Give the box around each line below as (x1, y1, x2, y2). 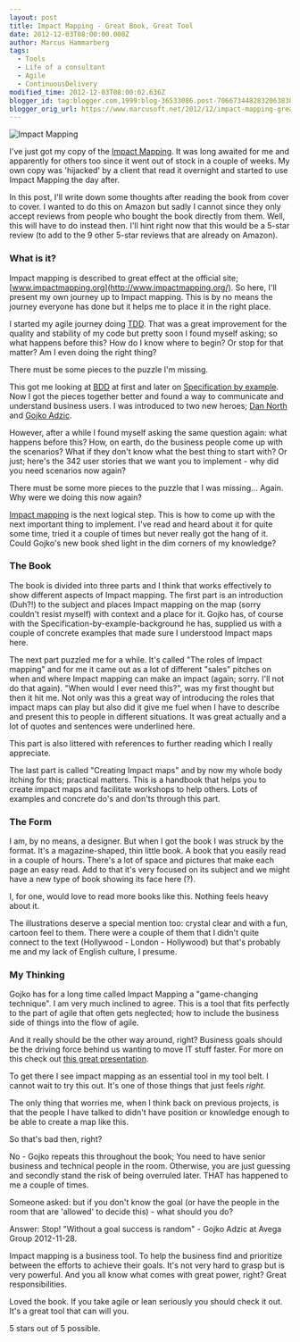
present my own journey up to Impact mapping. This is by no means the (9, 291, 273, 302)
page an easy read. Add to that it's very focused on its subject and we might (9, 864, 290, 875)
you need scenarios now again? (9, 465, 127, 476)
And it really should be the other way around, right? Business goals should (9, 1035, 283, 1046)
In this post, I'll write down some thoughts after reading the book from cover (9, 192, 289, 203)
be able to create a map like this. (9, 1117, 129, 1128)
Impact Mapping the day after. (9, 175, 121, 186)
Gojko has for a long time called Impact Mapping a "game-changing (9, 988, 259, 1000)
